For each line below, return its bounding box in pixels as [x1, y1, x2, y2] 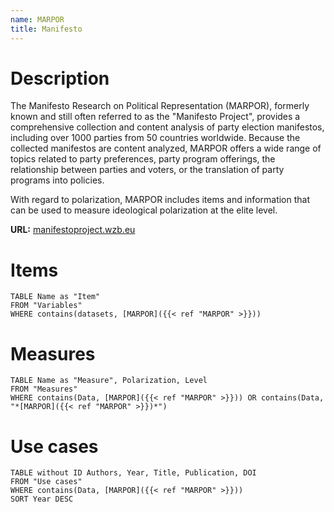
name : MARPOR [10, 14, 65, 25]
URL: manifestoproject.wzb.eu [10, 224, 136, 236]
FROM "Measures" [10, 384, 78, 395]
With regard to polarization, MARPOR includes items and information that [10, 194, 311, 206]
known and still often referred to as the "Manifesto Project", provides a [10, 111, 301, 123]
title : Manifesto [10, 24, 83, 34]
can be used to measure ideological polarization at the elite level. [10, 204, 278, 216]
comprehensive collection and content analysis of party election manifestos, [10, 121, 325, 133]
